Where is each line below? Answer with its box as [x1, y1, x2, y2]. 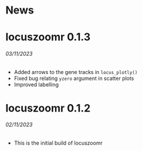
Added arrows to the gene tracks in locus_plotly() [13, 68, 138, 75]
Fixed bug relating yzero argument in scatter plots [13, 75, 134, 82]
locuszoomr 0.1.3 [5, 31, 91, 44]
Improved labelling [13, 80, 59, 88]
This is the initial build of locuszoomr [13, 139, 103, 146]
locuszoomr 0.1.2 [5, 101, 91, 115]
